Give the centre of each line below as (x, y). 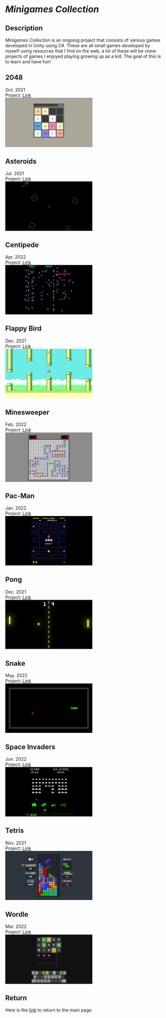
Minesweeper (27, 412)
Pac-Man (20, 496)
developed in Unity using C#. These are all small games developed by (78, 46)
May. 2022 (16, 676)
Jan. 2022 (16, 508)
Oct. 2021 (15, 90)
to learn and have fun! (28, 62)
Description (24, 28)
